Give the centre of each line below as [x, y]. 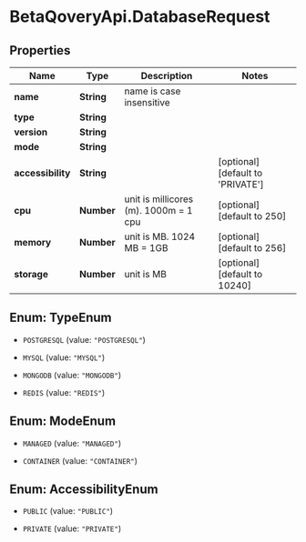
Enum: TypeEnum [61, 318]
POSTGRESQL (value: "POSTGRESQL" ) [84, 339]
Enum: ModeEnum [63, 422]
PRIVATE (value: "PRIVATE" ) [71, 528]
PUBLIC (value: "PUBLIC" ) [68, 511]
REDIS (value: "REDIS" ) [64, 392]
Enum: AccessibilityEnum [84, 490]
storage [31, 274]
